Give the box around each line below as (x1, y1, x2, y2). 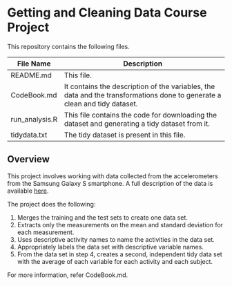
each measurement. (17, 228, 75, 236)
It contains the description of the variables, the (64, 82, 215, 91)
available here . (7, 187, 49, 195)
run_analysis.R (10, 114, 57, 124)
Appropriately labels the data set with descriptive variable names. (17, 242, 204, 251)
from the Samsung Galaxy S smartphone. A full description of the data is (7, 179, 213, 187)
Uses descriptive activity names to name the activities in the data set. (17, 235, 215, 243)
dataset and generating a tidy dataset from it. (64, 119, 211, 128)
